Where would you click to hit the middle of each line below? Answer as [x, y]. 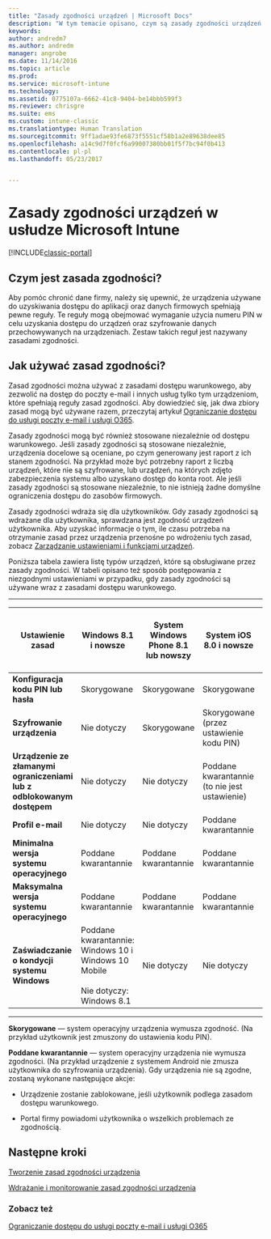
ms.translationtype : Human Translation [75, 129]
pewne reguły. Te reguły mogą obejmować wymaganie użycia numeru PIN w [135, 315]
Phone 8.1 [168, 645]
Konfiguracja [38, 679]
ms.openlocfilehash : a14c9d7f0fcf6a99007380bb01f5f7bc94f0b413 [117, 144]
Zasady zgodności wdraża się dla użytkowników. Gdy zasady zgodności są [133, 511]
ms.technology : [34, 91]
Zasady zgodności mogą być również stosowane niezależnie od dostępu [129, 435]
